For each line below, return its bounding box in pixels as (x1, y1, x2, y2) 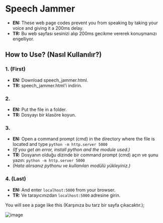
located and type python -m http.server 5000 (12, 141, 108, 147)
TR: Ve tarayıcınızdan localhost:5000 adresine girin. (12, 192, 121, 198)
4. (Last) (5, 175, 26, 182)
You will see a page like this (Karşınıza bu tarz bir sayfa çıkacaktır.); (5, 202, 145, 208)
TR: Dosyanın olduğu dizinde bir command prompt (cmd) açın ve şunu (12, 152, 158, 158)
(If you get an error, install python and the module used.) (12, 147, 130, 153)
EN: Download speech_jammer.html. (12, 77, 89, 83)
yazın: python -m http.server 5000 (12, 157, 85, 163)
